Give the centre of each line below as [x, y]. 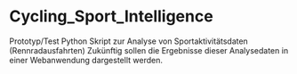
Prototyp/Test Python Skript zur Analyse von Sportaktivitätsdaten [129, 41]
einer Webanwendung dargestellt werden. [86, 60]
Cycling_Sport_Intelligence [111, 16]
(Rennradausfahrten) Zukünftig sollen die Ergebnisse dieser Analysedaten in [149, 50]
